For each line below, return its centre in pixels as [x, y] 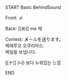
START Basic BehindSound [33, 7]
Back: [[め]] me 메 [24, 28]
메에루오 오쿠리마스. [25, 46]
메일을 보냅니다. [21, 52]
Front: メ [14, 18]
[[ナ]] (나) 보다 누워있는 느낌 [33, 63]
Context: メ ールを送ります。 [35, 39]
